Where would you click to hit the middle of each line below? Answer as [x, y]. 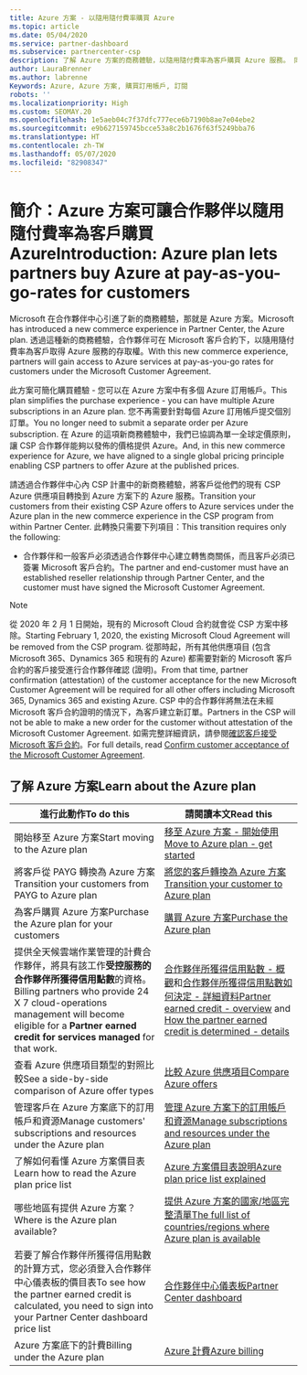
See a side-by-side [66, 1079]
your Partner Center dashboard [81, 1317]
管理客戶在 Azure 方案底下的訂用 [85, 1108]
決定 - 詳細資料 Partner [222, 996]
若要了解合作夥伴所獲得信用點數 [83, 1255]
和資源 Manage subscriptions [226, 1122]
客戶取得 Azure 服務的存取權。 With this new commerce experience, [161, 351]
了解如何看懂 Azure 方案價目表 [80, 1161]
